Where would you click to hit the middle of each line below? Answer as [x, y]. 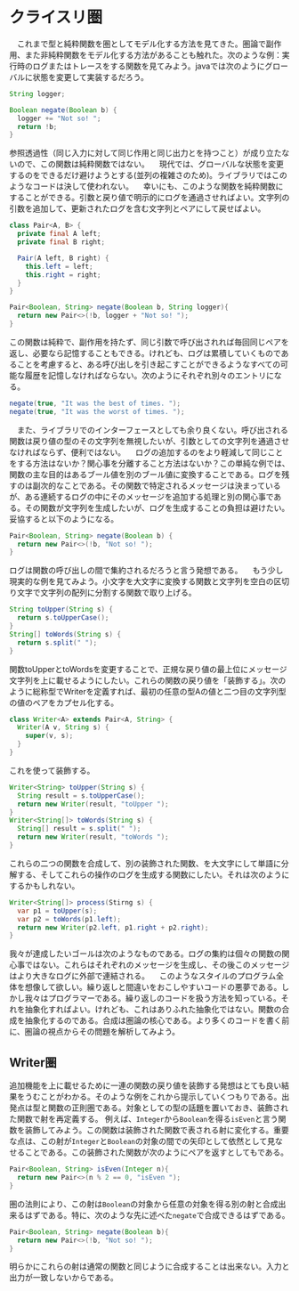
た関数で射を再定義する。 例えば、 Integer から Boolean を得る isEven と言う [144, 1119]
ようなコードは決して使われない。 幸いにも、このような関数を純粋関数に [146, 186]
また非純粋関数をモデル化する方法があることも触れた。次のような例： [153, 54]
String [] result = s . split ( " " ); [79, 829]
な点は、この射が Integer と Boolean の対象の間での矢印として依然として [138, 1141]
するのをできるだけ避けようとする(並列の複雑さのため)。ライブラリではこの [148, 175]
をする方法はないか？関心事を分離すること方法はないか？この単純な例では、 [149, 463]
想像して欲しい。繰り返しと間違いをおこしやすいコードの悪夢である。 [153, 987]
